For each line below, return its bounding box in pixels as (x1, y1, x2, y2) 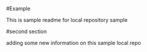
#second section (6, 28, 47, 35)
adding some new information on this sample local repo (6, 40, 141, 46)
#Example (6, 5, 31, 12)
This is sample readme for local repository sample (6, 17, 128, 23)
